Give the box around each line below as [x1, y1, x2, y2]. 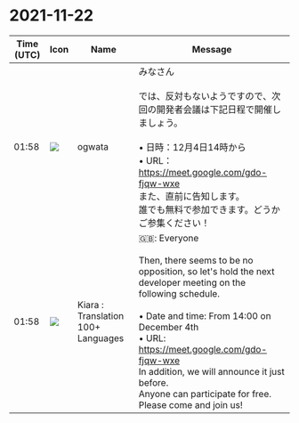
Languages [77, 331, 125, 344]
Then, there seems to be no [138, 254, 254, 266]
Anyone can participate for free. [138, 387, 272, 400]
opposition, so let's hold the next [138, 264, 275, 277]
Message [191, 43, 232, 55]
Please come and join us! [138, 398, 243, 411]
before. [138, 376, 169, 388]
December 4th [138, 321, 199, 333]
